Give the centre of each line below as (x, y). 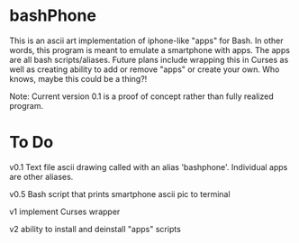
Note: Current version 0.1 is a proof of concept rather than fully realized (141, 96)
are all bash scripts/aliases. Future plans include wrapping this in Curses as (149, 59)
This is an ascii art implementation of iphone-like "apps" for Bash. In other (146, 40)
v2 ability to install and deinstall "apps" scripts (95, 229)
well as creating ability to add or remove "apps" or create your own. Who (145, 69)
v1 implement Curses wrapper (65, 211)
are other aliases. (41, 176)
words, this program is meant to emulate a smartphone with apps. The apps (150, 49)
